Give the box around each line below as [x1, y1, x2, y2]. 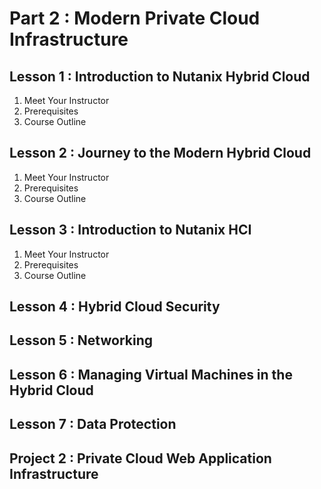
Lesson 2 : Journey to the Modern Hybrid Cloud [9, 145, 312, 162]
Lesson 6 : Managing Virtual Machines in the [9, 366, 293, 383]
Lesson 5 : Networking [9, 332, 154, 349]
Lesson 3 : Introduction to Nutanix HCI [9, 222, 252, 239]
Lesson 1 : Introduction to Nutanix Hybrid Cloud [9, 68, 311, 85]
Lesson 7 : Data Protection [9, 416, 177, 433]
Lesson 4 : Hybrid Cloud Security [9, 298, 221, 316]
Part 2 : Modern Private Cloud [9, 7, 261, 30]
